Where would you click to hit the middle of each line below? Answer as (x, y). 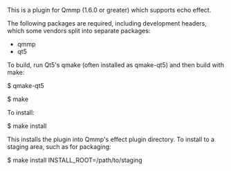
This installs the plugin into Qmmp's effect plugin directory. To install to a (111, 139)
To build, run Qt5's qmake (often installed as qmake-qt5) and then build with (116, 65)
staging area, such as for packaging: (59, 147)
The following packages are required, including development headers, (107, 23)
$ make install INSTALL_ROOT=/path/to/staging (75, 160)
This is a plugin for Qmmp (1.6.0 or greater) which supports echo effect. (109, 10)
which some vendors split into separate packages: (79, 31)
